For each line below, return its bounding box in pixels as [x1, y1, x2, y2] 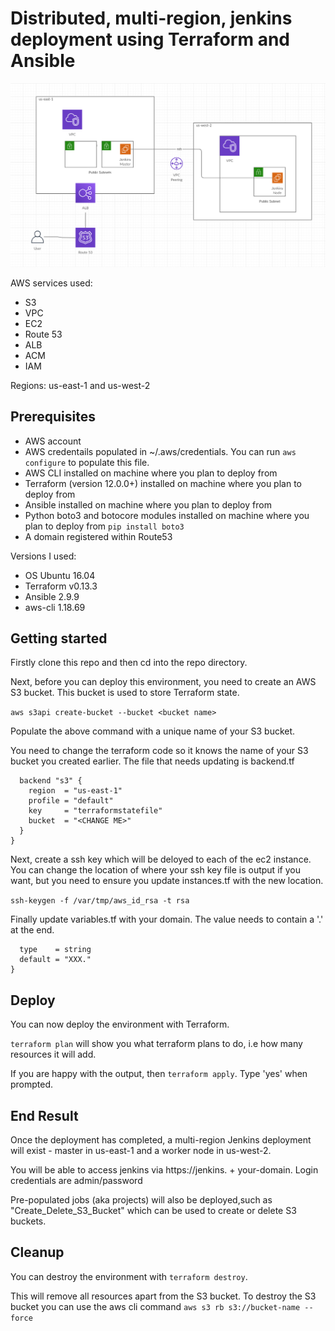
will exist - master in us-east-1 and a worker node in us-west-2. [10, 1145, 272, 1157]
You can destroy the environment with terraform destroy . [10, 1270, 248, 1282]
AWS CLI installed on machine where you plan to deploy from [24, 467, 278, 479]
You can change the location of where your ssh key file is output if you [10, 864, 301, 876]
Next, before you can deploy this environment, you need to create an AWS [10, 676, 317, 688]
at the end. [10, 924, 55, 936]
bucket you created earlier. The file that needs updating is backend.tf [10, 755, 295, 767]
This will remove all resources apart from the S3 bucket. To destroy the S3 [10, 1290, 317, 1302]
